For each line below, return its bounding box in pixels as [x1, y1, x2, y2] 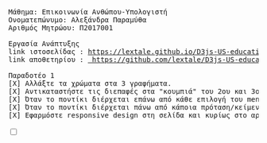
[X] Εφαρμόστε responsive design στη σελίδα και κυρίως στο [8, 111, 248, 119]
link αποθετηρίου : [8, 56, 84, 64]
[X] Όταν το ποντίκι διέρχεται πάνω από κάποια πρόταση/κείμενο [8, 103, 265, 111]
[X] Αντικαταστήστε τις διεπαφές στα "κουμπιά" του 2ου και [8, 87, 248, 95]
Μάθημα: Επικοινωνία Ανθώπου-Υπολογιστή [8, 8, 168, 16]
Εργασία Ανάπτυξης [8, 40, 80, 48]
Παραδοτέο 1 [8, 71, 55, 79]
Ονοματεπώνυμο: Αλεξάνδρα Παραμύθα [8, 16, 147, 24]
